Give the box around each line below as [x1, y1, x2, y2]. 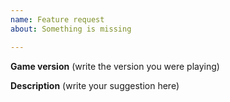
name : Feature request [10, 14, 105, 25]
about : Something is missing [10, 24, 132, 34]
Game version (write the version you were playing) [10, 60, 220, 72]
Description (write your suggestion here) [10, 79, 180, 91]
